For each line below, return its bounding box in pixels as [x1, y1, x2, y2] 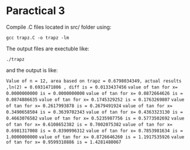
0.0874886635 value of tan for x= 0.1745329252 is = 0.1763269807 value [6, 97, 185, 103]
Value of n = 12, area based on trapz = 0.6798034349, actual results [6, 78, 182, 84]
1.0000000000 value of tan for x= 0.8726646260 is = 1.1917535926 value [6, 134, 185, 140]
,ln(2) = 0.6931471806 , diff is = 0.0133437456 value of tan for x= [6, 84, 178, 90]
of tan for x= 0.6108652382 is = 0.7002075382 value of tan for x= [6, 121, 172, 127]
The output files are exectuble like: [6, 45, 89, 52]
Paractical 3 [6, 4, 65, 18]
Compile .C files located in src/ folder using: [6, 23, 112, 30]
